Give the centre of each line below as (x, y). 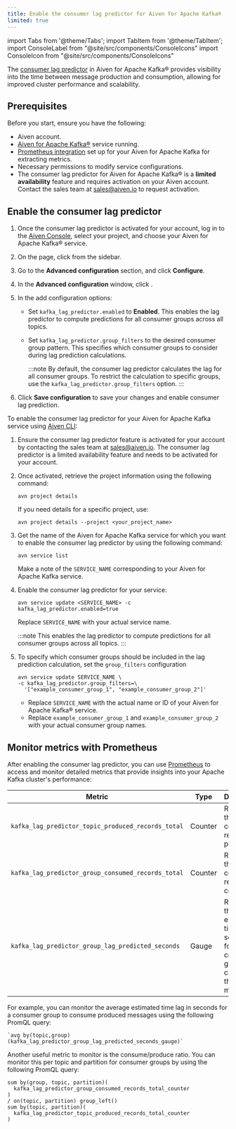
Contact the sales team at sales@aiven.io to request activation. (109, 189)
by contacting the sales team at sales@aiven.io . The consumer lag (113, 448)
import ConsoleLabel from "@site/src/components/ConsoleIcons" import (113, 48)
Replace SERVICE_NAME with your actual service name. (94, 622)
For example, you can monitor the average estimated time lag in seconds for (118, 1007)
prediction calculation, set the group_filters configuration (102, 665)
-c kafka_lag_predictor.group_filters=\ (77, 684)
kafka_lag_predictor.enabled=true (68, 609)
